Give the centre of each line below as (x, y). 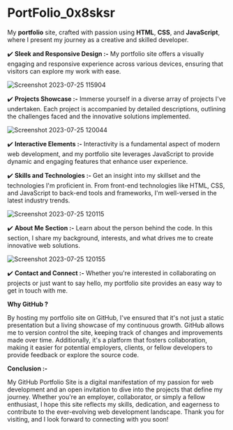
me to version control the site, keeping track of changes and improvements (115, 332)
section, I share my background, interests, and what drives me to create (111, 238)
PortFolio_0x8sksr (61, 13)
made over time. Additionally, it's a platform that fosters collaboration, (107, 340)
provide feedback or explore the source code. (73, 354)
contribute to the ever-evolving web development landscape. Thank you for (116, 412)
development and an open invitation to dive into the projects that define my (115, 389)
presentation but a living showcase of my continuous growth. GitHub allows (116, 325)
